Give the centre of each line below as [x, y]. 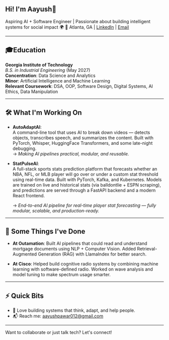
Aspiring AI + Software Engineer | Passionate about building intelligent [78, 21]
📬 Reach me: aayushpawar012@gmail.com [58, 316]
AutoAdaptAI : [27, 127]
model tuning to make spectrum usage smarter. [61, 275]
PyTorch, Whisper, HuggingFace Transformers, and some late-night [82, 143]
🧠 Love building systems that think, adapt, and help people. [74, 310]
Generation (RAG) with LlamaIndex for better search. [92, 254]
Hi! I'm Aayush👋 [31, 9]
